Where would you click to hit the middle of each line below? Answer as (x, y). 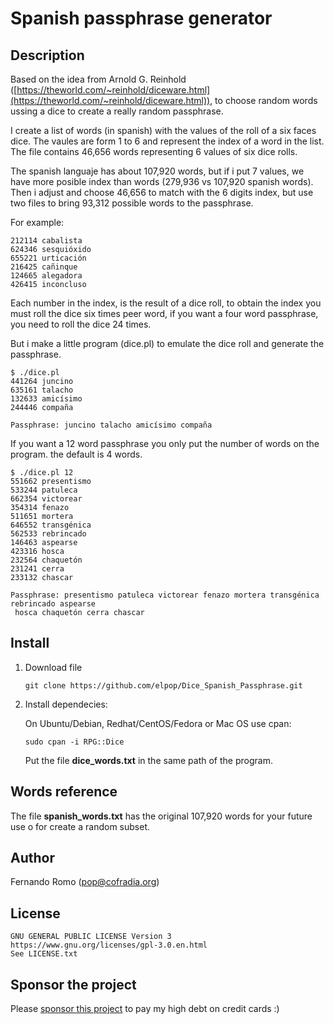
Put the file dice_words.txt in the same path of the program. (148, 760)
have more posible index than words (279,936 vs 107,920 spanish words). (162, 181)
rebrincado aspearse (53, 604)
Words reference (64, 792)
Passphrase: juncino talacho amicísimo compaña (111, 425)
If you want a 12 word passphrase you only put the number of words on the (165, 443)
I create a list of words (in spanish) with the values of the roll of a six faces (163, 130)
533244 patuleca (44, 490)
